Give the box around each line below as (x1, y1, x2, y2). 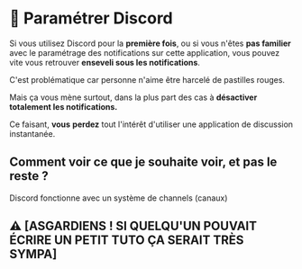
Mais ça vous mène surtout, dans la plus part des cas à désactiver (9, 92, 258, 103)
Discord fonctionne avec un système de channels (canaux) (9, 193, 228, 203)
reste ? (9, 168, 50, 184)
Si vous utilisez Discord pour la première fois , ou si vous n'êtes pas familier (9, 38, 291, 49)
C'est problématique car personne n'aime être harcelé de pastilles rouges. (9, 74, 286, 85)
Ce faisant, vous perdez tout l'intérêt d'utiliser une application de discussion (9, 119, 294, 130)
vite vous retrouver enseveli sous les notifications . (9, 57, 201, 67)
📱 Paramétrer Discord (9, 8, 173, 29)
